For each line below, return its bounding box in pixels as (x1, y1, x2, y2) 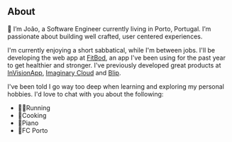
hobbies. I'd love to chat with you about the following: (7, 89, 164, 98)
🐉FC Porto (17, 126, 48, 134)
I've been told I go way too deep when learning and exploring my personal (7, 82, 225, 91)
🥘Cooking (17, 111, 47, 119)
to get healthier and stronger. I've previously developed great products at (7, 60, 221, 70)
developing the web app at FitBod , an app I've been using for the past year (7, 53, 226, 62)
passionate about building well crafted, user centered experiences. (7, 32, 203, 40)
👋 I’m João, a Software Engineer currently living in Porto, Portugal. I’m (7, 24, 211, 33)
